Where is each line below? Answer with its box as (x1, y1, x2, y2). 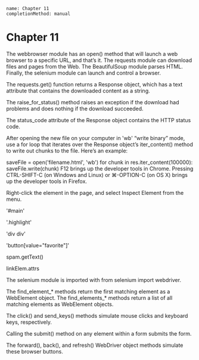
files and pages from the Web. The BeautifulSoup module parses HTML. (6, 63, 184, 70)
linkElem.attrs (6, 265, 40, 272)
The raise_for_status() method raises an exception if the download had (6, 98, 180, 105)
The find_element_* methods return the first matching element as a (6, 288, 170, 295)
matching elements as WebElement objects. (6, 300, 114, 308)
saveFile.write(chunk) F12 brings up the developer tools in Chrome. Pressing (6, 165, 194, 172)
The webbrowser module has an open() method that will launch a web (6, 50, 178, 57)
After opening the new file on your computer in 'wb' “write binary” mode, (6, 134, 185, 141)
